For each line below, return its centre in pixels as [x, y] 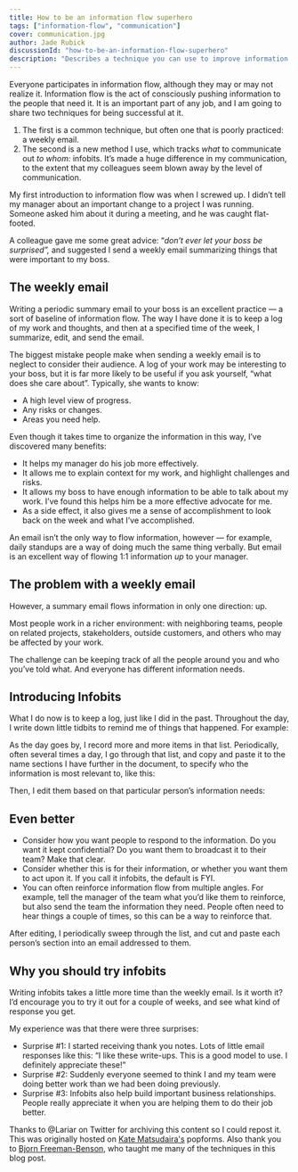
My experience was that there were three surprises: [104, 1029]
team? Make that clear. [64, 859]
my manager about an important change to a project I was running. [132, 204]
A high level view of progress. [77, 400]
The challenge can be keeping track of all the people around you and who [145, 659]
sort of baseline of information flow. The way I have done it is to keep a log [146, 318]
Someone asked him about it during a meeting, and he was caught [131, 214]
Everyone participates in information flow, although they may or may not [141, 84]
